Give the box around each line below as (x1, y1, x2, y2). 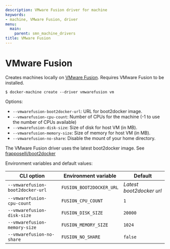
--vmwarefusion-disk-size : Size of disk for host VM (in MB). (12, 124, 138, 130)
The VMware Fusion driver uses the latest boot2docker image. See (5, 145, 145, 151)
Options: (5, 98, 23, 104)
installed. (5, 80, 24, 86)
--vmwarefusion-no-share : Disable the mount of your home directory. (12, 135, 156, 141)
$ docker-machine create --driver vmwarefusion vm (5, 89, 114, 94)
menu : (5, 21, 17, 27)
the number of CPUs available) (12, 119, 77, 125)
